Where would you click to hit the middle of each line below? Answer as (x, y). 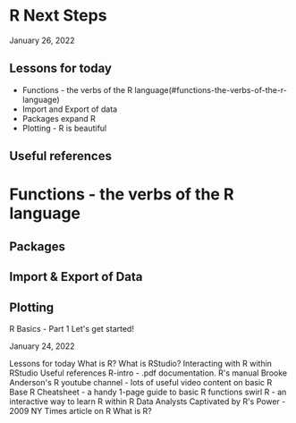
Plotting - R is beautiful (64, 128)
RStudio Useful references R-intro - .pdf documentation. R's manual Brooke (148, 373)
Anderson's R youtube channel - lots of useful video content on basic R (141, 382)
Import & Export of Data (76, 277)
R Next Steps (58, 16)
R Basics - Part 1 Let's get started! (72, 328)
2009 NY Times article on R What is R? (80, 410)
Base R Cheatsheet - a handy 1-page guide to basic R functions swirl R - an (148, 392)
